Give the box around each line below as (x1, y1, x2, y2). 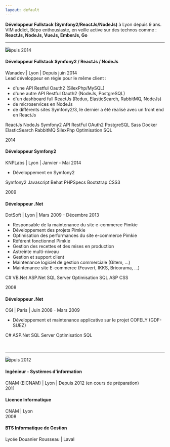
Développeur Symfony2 (5, 148, 57, 154)
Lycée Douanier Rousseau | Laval (5, 436, 75, 442)
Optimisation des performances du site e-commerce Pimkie (12, 232, 138, 238)
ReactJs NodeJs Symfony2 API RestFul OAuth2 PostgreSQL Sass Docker (5, 121, 158, 128)
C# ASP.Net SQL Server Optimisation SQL (5, 332, 93, 338)
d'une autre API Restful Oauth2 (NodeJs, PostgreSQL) (12, 90, 125, 96)
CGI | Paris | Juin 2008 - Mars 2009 (5, 307, 80, 313)
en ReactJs (12, 112, 36, 118)
